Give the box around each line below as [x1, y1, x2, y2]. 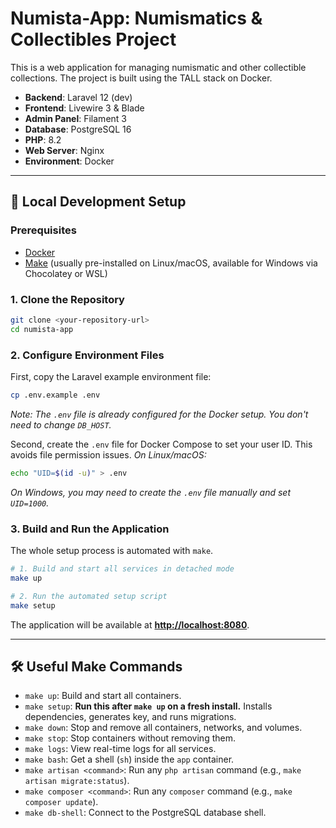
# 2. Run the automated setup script [10, 591, 168, 601]
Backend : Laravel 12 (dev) [24, 91, 133, 103]
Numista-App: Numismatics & [10, 7, 263, 30]
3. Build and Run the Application [10, 522, 170, 536]
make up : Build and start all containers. [24, 690, 182, 702]
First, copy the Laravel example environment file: [10, 370, 212, 382]
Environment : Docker [24, 155, 115, 167]
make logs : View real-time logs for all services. [24, 743, 217, 755]
